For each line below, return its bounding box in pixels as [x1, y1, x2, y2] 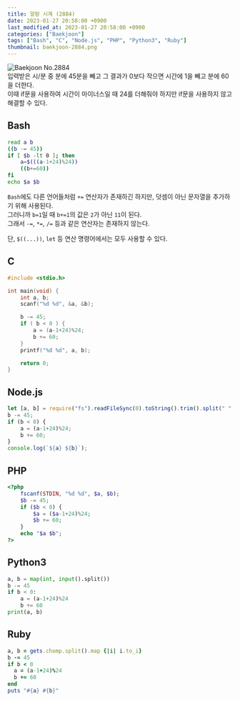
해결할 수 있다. [7, 99, 48, 107]
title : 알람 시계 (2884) [7, 10, 76, 18]
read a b [7, 139, 34, 146]
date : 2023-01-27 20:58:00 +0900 [7, 17, 107, 24]
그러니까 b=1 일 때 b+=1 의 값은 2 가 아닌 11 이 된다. [7, 210, 142, 219]
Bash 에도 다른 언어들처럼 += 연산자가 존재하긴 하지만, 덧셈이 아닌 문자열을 [7, 192, 211, 201]
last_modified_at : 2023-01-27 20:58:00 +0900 [7, 24, 145, 31]
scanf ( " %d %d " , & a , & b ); [20, 301, 94, 308]
